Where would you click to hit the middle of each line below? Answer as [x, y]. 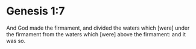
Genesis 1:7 [36, 11]
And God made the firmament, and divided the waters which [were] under [98, 28]
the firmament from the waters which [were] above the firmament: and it [96, 34]
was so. [16, 41]
